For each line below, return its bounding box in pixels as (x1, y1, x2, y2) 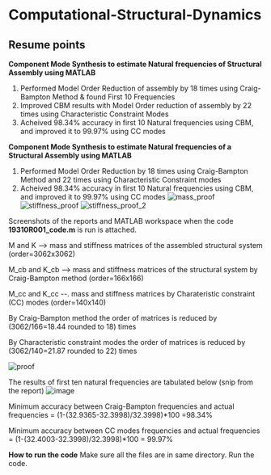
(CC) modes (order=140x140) (8, 297, 107, 307)
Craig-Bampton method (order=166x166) (8, 273, 144, 283)
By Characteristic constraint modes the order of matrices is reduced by (8, 338, 246, 347)
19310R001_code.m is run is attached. (8, 225, 138, 234)
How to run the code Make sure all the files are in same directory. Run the (8, 450, 255, 460)
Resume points (8, 38, 86, 52)
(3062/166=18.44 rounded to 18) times (8, 322, 137, 331)
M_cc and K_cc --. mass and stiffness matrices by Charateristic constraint (8, 289, 256, 298)
